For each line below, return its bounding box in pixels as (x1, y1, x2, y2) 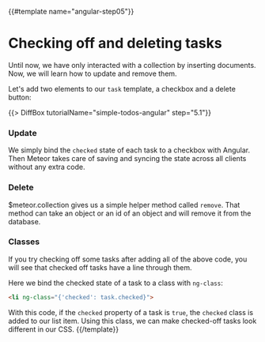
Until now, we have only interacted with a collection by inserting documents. (8, 60, 256, 70)
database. (8, 216, 41, 226)
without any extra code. (8, 162, 85, 172)
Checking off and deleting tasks (8, 35, 223, 52)
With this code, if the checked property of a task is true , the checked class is (8, 307, 254, 317)
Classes (8, 236, 40, 247)
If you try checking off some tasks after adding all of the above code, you (8, 254, 248, 264)
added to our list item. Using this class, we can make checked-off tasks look (8, 316, 257, 325)
